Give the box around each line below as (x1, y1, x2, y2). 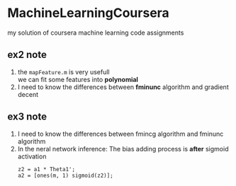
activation (17, 152, 47, 161)
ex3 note (7, 111, 47, 123)
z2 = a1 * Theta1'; (17, 165, 76, 173)
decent (17, 90, 39, 98)
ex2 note (7, 49, 47, 61)
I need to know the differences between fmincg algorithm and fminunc (17, 129, 224, 138)
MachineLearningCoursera (7, 5, 170, 21)
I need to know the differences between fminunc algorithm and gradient (17, 83, 229, 91)
